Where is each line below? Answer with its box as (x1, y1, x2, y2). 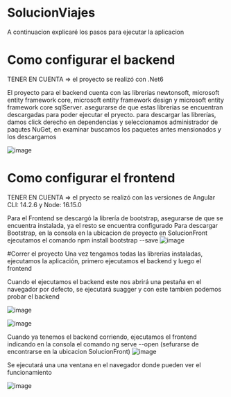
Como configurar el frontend (7, 170, 176, 186)
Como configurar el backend (7, 52, 176, 68)
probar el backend (7, 292, 60, 301)
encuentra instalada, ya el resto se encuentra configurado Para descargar (7, 221, 219, 229)
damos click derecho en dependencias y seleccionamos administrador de (7, 118, 219, 126)
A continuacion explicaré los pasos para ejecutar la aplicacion (7, 28, 185, 36)
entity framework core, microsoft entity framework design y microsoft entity (7, 96, 224, 104)
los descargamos (7, 132, 57, 141)
